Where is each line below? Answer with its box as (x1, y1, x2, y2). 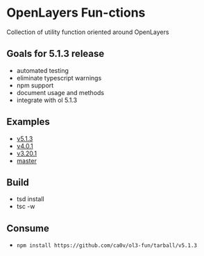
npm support (16, 81, 54, 89)
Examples (6, 116, 50, 128)
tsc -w (16, 203, 35, 211)
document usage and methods (16, 88, 105, 96)
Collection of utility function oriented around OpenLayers (6, 28, 169, 36)
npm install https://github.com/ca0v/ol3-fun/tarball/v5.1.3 (16, 242, 198, 249)
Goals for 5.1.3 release (6, 48, 105, 60)
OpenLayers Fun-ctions (6, 5, 146, 21)
